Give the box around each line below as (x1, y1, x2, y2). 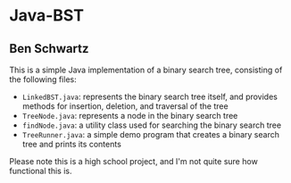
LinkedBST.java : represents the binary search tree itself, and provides (21, 91, 279, 102)
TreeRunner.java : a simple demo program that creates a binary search (21, 129, 279, 139)
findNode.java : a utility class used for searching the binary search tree (21, 120, 282, 130)
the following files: (9, 74, 78, 85)
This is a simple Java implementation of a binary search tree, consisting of (9, 64, 283, 75)
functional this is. (9, 166, 72, 176)
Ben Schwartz (9, 41, 89, 56)
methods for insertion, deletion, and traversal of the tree (21, 101, 229, 112)
